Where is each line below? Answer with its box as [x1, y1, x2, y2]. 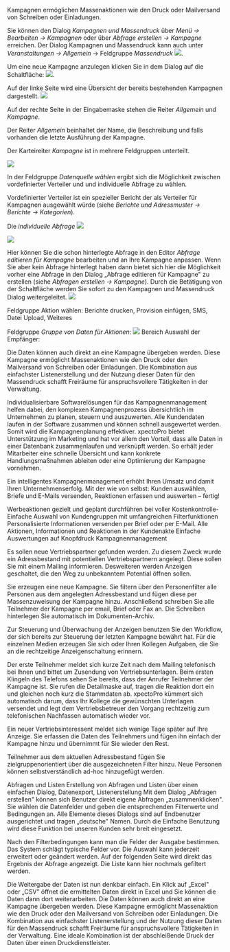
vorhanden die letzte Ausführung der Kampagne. [7, 133, 146, 141]
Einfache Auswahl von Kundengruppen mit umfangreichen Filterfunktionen [7, 512, 218, 521]
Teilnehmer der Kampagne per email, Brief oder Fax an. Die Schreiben [7, 604, 205, 613]
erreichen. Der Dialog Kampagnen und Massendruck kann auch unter [7, 41, 204, 49]
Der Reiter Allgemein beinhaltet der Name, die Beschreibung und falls [7, 126, 204, 134]
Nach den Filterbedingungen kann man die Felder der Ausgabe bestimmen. [7, 838, 220, 846]
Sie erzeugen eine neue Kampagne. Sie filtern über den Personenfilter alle [7, 583, 218, 591]
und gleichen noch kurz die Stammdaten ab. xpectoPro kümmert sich [7, 690, 203, 698]
